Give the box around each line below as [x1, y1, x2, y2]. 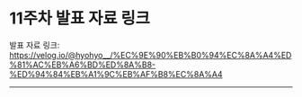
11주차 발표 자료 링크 [9, 8, 151, 29]
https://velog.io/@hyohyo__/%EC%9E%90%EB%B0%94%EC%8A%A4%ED [9, 49, 292, 60]
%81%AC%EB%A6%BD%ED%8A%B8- [9, 59, 156, 70]
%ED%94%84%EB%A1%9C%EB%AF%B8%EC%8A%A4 [9, 68, 223, 79]
